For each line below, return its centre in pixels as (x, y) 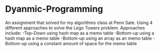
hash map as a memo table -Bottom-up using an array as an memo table (79, 38)
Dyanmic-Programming (54, 9)
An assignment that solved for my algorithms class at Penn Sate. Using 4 (79, 23)
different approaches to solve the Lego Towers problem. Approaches (75, 27)
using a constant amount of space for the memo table (82, 43)
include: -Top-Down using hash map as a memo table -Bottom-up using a (80, 33)
